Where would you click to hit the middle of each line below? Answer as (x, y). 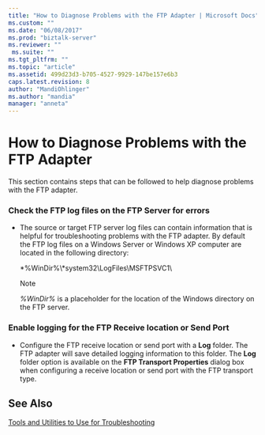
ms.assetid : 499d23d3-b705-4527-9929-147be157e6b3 (93, 74)
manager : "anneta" (38, 104)
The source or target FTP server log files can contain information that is (136, 228)
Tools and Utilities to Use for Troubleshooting (82, 422)
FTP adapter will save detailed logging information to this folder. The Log (138, 354)
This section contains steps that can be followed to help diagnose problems (131, 182)
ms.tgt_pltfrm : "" (38, 60)
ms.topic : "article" (42, 67)
